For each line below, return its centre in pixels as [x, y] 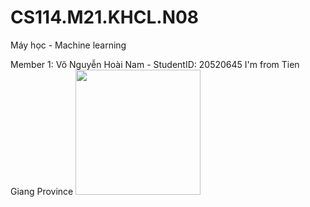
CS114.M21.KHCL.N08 [105, 17]
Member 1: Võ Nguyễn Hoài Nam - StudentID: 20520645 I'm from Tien [155, 64]
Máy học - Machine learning [68, 45]
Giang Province [42, 191]
